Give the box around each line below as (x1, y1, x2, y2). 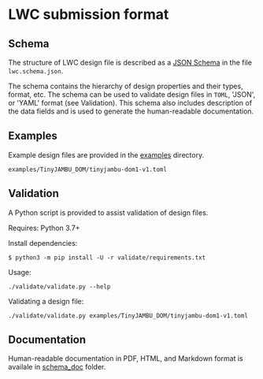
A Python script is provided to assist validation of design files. (8, 207, 209, 217)
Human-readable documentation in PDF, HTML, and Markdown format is (8, 354, 244, 363)
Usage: (8, 267, 31, 277)
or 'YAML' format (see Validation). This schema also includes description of (8, 98, 253, 107)
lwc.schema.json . (8, 66, 64, 76)
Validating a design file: (8, 296, 84, 306)
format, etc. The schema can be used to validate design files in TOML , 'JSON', (8, 90, 256, 99)
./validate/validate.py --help (8, 282, 111, 291)
